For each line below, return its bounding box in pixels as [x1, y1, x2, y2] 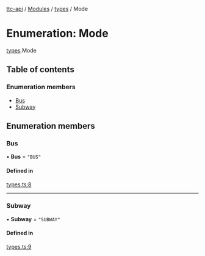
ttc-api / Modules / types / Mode [6, 5, 88, 12]
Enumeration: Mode [6, 27, 109, 40]
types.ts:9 [6, 243, 32, 251]
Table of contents [6, 64, 74, 75]
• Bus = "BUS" [6, 153, 41, 161]
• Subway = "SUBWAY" [6, 215, 60, 222]
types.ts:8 [6, 180, 32, 188]
